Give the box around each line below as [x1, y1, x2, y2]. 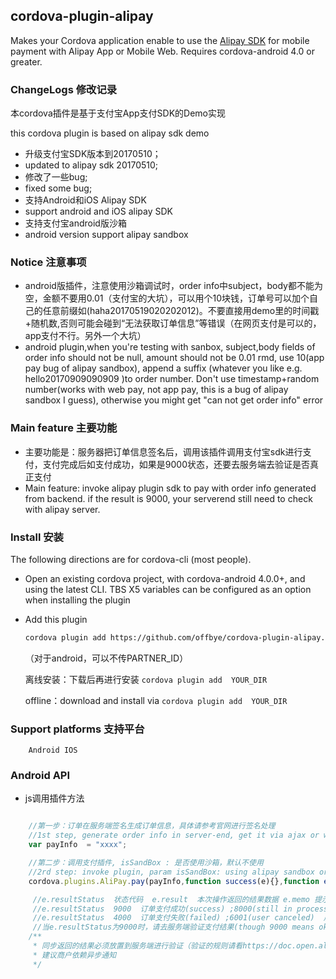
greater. [10, 55, 43, 68]
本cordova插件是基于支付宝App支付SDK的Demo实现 [10, 107, 227, 119]
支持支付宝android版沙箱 [24, 217, 127, 229]
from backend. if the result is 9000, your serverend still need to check [24, 492, 313, 504]
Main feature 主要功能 [10, 421, 118, 435]
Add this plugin [24, 614, 88, 625]
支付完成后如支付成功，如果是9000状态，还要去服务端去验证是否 [42, 458, 310, 470]
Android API [10, 769, 71, 783]
